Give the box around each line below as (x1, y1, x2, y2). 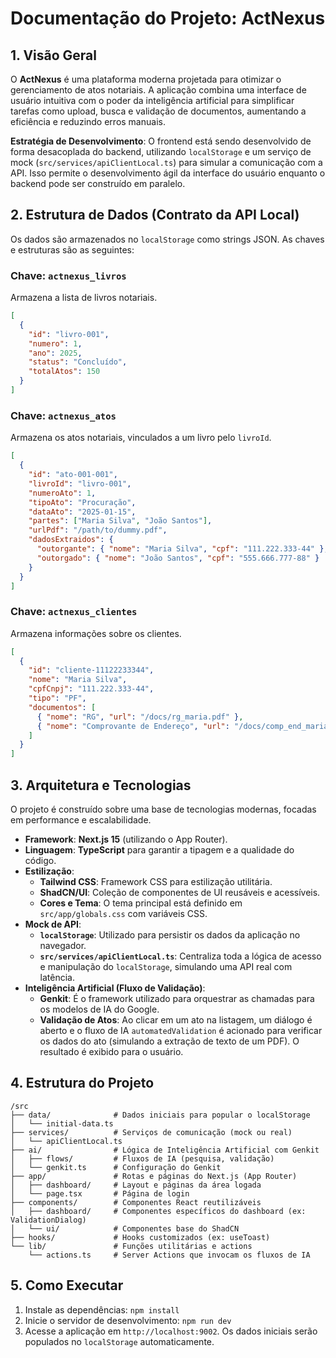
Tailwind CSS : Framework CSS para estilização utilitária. (39, 876, 273, 888)
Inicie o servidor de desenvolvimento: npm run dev (24, 1314, 232, 1326)
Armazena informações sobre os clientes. (10, 627, 182, 639)
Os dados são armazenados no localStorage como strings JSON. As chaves (10, 233, 325, 245)
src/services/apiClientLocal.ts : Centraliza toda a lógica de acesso (39, 950, 322, 962)
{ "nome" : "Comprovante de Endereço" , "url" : (36, 721, 230, 731)
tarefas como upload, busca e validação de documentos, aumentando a (10, 105, 307, 117)
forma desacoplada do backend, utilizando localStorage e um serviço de (10, 146, 312, 157)
